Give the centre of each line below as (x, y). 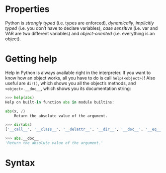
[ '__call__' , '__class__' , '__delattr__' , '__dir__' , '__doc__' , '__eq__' (84, 130)
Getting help (31, 59)
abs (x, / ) (15, 111)
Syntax (20, 163)
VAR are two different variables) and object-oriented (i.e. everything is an (80, 33)
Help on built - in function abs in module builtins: (60, 102)
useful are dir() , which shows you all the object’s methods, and (71, 83)
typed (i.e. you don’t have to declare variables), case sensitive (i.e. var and (82, 28)
